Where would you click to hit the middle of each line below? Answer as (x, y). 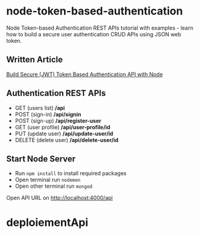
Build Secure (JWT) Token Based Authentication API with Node (84, 74)
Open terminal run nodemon (48, 180)
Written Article (35, 60)
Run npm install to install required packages (71, 173)
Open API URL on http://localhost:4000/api (60, 198)
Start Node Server (41, 159)
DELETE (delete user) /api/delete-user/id (67, 140)
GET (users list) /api (40, 108)
